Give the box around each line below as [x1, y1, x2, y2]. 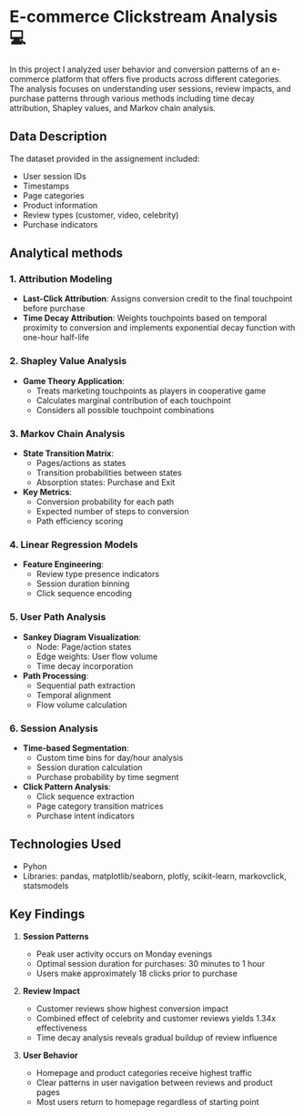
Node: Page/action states [35, 641, 132, 652]
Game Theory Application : [22, 375, 125, 386]
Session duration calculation [35, 762, 143, 773]
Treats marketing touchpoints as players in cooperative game [35, 385, 267, 396]
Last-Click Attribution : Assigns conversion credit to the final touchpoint [22, 293, 293, 304]
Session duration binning [35, 578, 130, 589]
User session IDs [22, 170, 86, 181]
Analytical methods [9, 246, 124, 261]
